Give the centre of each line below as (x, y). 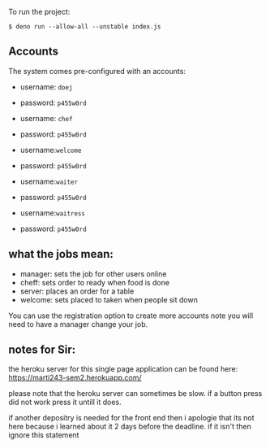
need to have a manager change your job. (78, 324)
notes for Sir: (42, 350)
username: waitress (52, 213)
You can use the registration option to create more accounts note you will (131, 315)
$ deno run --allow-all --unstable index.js (85, 27)
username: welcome (51, 150)
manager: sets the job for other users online (93, 274)
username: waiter (49, 181)
